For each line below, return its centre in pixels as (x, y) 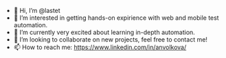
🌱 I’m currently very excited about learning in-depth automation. (104, 32)
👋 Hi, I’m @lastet (37, 11)
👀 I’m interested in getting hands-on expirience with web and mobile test (116, 18)
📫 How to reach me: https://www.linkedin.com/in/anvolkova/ (100, 47)
